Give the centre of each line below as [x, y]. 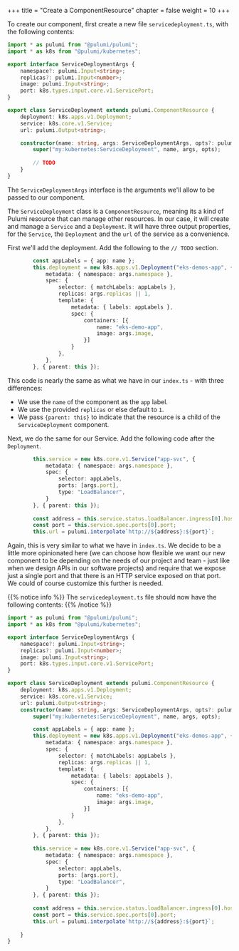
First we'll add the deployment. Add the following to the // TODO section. [113, 247]
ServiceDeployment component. [63, 424]
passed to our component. [46, 197]
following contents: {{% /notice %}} [60, 605]
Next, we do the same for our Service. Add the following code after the [111, 438]
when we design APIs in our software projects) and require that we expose [117, 568]
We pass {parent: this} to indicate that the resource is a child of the [119, 417]
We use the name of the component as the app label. [93, 401]
